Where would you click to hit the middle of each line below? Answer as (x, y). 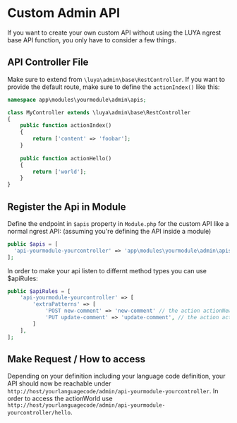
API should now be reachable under (59, 383)
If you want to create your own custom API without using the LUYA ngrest (114, 32)
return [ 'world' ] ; (60, 172)
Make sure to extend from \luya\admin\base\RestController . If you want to (116, 79)
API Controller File (48, 62)
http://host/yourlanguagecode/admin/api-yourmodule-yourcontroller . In (113, 391)
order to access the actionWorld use (60, 399)
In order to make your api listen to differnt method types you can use (107, 270)
